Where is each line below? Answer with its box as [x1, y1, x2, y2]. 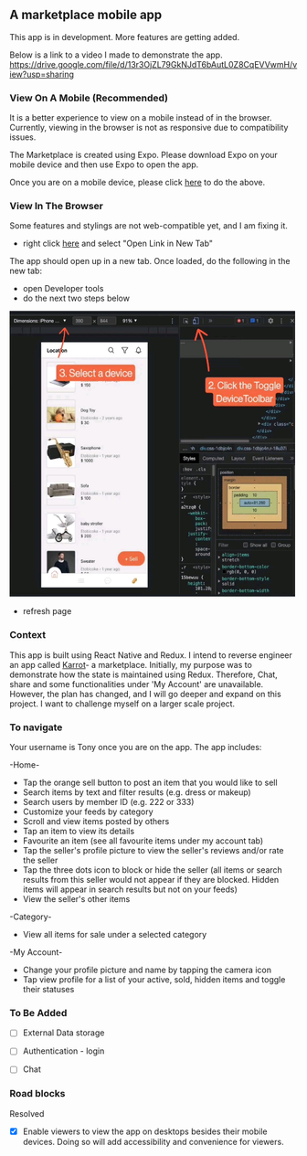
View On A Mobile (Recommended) [9, 91, 169, 104]
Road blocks [9, 1087, 66, 1100]
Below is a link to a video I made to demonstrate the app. [9, 49, 223, 60]
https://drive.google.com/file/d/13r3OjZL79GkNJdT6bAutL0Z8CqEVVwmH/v [9, 58, 298, 69]
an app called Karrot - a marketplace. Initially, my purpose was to [9, 659, 253, 670]
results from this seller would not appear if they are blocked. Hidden [22, 875, 280, 885]
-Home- [9, 759, 40, 770]
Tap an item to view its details [22, 826, 135, 836]
